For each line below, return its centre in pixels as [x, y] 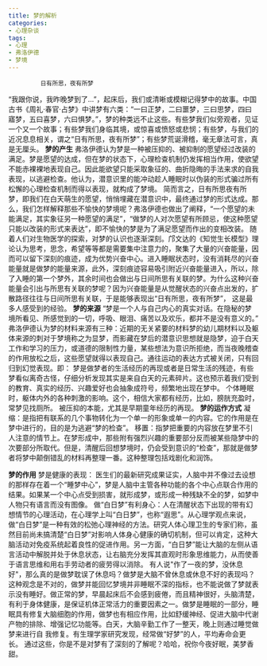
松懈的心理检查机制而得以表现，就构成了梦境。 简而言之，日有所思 [117, 189]
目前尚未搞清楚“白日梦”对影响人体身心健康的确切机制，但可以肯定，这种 [133, 534]
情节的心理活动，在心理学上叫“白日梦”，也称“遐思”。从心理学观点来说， [132, 514]
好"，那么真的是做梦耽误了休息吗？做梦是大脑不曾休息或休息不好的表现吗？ [132, 574]
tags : [17, 38]
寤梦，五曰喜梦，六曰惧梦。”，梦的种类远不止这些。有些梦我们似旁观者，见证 [133, 119]
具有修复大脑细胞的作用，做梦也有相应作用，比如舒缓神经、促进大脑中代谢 [137, 613]
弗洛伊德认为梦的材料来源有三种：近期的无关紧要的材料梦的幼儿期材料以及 [130, 328]
